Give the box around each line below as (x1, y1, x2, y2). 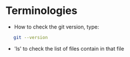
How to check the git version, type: (14, 23, 99, 30)
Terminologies (5, 4, 78, 17)
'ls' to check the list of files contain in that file (14, 45, 125, 52)
